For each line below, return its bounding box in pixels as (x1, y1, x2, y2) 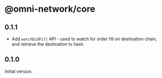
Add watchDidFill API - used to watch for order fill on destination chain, (11, 36, 158, 42)
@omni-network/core (4, 3, 95, 15)
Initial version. (4, 68, 33, 74)
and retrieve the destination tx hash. (11, 41, 85, 47)
